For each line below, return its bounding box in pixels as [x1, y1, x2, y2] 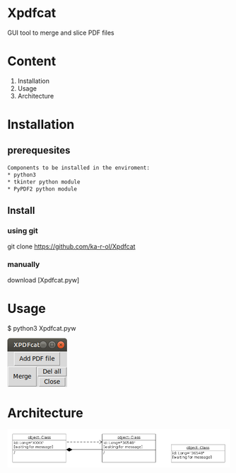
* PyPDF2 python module [7, 186, 78, 193]
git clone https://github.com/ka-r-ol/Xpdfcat [7, 242, 136, 251]
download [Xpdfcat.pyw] [7, 275, 80, 284]
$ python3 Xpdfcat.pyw [7, 324, 76, 332]
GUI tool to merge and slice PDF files [7, 28, 114, 37]
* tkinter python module [7, 178, 81, 186]
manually [7, 260, 40, 270]
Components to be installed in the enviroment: [7, 164, 151, 171]
